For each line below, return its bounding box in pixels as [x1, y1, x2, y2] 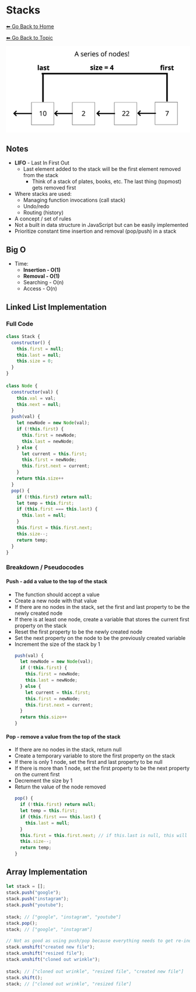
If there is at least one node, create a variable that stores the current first [14, 615, 190, 623]
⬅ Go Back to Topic [6, 34, 54, 41]
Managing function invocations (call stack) [23, 197, 126, 204]
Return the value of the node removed [14, 783, 106, 790]
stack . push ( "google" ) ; [6, 890, 61, 895]
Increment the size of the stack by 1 [14, 640, 100, 647]
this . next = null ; [16, 401, 61, 407]
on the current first [14, 771, 60, 778]
